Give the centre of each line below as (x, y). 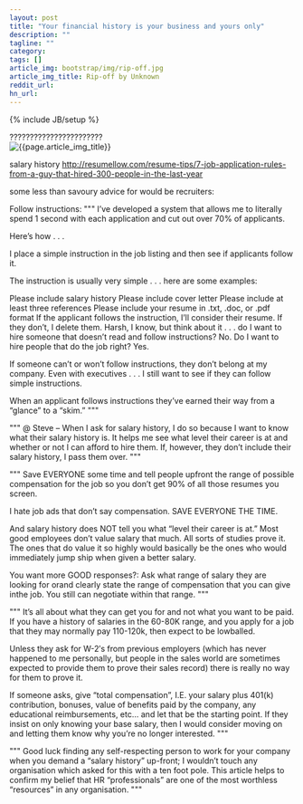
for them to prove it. (46, 677)
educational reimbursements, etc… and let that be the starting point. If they (149, 714)
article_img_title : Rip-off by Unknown (85, 77)
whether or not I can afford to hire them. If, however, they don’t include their (151, 447)
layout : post (34, 18)
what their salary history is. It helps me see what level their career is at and (149, 437)
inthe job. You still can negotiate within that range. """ (109, 594)
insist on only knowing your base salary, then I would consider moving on (146, 723)
